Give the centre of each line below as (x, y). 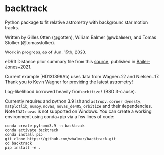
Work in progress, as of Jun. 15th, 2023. (46, 52)
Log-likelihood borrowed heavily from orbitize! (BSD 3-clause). (71, 91)
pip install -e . (23, 147)
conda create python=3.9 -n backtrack (45, 126)
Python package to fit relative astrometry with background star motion (77, 22)
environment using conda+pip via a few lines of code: (60, 116)
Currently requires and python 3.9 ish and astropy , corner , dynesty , (73, 101)
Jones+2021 (18, 67)
